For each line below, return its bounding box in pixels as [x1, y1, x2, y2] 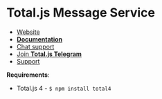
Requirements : [6, 71, 50, 79]
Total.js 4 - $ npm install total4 [16, 84, 111, 92]
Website [16, 28, 41, 36]
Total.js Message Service [6, 5, 155, 21]
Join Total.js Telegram [16, 50, 82, 58]
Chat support [16, 42, 55, 51]
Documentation [16, 35, 63, 43]
